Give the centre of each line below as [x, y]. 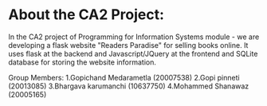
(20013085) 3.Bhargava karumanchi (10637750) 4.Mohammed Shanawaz [129, 86]
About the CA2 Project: [86, 15]
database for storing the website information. [82, 62]
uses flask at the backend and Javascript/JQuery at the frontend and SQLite [133, 53]
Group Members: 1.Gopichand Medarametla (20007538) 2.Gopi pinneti [124, 77]
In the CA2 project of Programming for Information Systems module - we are [134, 37]
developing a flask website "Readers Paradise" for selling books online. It [128, 45]
